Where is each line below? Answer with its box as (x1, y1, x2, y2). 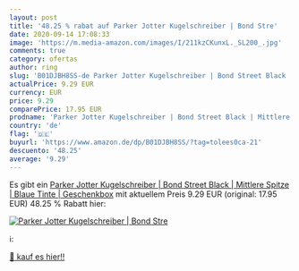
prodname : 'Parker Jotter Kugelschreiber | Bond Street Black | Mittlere (9, 113, 291, 122)
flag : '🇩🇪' (9, 130, 54, 139)
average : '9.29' (9, 154, 70, 164)
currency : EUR (9, 88, 63, 97)
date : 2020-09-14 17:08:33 (9, 30, 110, 38)
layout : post (9, 13, 58, 22)
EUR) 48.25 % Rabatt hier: (9, 198, 107, 208)
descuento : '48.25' (9, 146, 82, 155)
